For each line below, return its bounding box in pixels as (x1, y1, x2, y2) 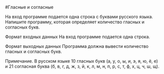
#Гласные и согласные (5, 4, 54, 10)
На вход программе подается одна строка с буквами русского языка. (5, 14, 154, 19)
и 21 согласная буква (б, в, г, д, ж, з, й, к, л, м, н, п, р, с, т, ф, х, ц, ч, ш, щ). (5, 64, 160, 69)
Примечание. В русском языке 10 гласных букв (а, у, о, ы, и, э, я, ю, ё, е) (5, 58, 159, 64)
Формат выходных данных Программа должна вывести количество (5, 43, 149, 49)
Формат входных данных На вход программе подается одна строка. (5, 34, 150, 39)
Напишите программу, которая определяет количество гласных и (5, 19, 145, 25)
